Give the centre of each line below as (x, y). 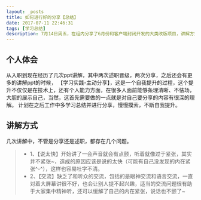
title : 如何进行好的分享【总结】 (42, 17)
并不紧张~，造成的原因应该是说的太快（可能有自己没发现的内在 (107, 161)
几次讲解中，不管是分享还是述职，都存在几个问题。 (69, 141)
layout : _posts (25, 12)
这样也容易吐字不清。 (77, 168)
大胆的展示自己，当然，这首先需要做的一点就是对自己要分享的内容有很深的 (98, 97)
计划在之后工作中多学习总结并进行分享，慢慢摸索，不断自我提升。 (99, 104)
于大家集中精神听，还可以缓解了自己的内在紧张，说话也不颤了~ (107, 191)
